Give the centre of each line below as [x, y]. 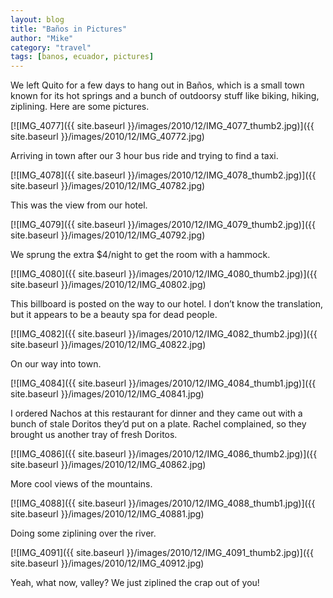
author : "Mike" [42, 38]
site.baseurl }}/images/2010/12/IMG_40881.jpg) [107, 514]
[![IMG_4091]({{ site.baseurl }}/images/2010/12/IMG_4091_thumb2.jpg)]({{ [162, 553]
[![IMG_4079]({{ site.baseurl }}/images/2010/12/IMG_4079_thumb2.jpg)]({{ [163, 225]
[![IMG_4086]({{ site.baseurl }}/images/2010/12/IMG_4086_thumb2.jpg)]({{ [164, 454]
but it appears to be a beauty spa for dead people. [114, 315]
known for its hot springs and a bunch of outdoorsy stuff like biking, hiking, [165, 96]
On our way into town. [56, 364]
